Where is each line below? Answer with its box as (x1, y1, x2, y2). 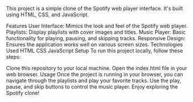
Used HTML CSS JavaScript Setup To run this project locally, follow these (6, 47, 183, 54)
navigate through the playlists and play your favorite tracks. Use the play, (6, 77, 182, 84)
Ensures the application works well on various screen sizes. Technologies (6, 41, 183, 48)
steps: (6, 54, 21, 60)
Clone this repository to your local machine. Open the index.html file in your (6, 65, 188, 72)
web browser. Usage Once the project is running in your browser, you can (6, 71, 184, 78)
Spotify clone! (6, 90, 40, 96)
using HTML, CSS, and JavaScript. (6, 11, 89, 18)
